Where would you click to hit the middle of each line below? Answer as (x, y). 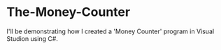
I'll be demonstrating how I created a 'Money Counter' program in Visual (110, 31)
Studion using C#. (33, 38)
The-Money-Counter (69, 12)
